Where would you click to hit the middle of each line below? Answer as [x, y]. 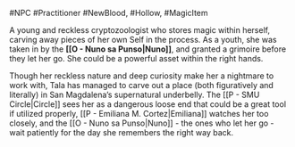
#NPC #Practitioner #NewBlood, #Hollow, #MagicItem [109, 13]
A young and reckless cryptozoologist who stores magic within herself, [140, 30]
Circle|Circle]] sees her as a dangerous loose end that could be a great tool [148, 104]
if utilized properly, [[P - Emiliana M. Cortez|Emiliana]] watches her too [139, 114]
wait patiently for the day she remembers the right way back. [122, 132]
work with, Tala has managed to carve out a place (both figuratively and [142, 85]
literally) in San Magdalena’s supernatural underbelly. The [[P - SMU [135, 94]
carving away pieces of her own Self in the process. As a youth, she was [143, 40]
